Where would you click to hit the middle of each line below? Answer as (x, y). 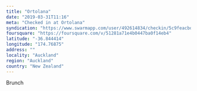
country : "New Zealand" (35, 66)
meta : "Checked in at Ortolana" (45, 22)
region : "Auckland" (30, 60)
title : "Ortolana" (28, 11)
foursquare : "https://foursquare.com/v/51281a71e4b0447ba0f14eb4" (89, 33)
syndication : (22, 28)
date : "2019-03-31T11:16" (38, 17)
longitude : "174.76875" (35, 45)
